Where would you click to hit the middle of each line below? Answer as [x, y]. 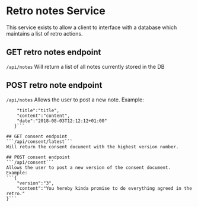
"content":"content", [43, 116]
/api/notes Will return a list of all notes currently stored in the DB [85, 66]
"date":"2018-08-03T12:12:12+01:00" [62, 121]
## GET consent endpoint [37, 136]
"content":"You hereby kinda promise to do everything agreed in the [105, 188]
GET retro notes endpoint [54, 52]
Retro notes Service [56, 11]
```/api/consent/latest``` [39, 141]
